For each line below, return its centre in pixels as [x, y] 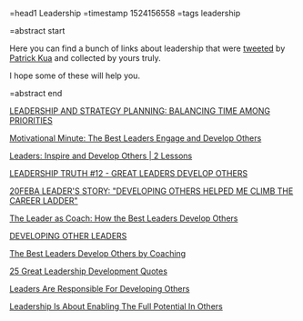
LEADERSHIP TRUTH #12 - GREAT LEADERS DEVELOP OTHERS [129, 173]
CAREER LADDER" [44, 201]
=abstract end [36, 93]
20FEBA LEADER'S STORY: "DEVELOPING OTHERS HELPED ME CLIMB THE [151, 191]
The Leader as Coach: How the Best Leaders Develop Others [124, 218]
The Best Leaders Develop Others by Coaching [98, 253]
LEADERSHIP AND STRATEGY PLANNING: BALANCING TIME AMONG [140, 111]
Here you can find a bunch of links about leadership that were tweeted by [147, 48]
